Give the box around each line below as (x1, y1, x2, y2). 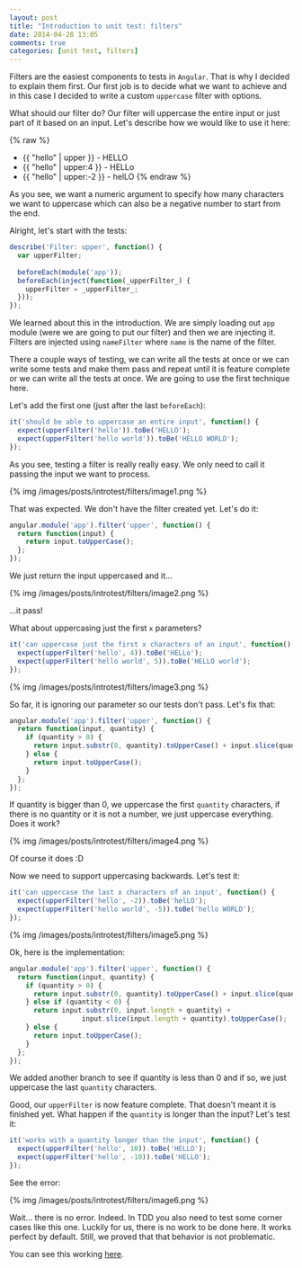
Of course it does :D (9, 853, 84, 864)
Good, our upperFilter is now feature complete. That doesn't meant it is (9, 1099, 277, 1111)
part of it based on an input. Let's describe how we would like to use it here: (9, 118, 290, 129)
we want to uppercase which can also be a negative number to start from (9, 199, 281, 210)
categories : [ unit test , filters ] (9, 47, 139, 56)
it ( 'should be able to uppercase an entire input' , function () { (9, 417, 259, 427)
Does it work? (9, 818, 60, 829)
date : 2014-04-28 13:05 (9, 30, 99, 39)
